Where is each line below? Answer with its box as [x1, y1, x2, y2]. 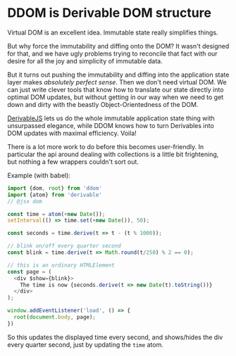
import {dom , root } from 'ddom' [7, 184, 102, 191]
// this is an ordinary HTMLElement [7, 262, 115, 269]
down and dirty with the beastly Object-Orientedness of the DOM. [7, 100, 199, 108]
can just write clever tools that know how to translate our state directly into [7, 85, 224, 94]
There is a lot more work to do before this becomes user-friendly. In [7, 142, 204, 151]
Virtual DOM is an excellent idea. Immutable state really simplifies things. [7, 28, 218, 37]
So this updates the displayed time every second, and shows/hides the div [7, 333, 223, 341]
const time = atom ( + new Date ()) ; [7, 210, 106, 217]
